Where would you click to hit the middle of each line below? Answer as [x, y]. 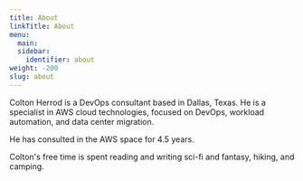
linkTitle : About [42, 26]
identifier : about [60, 60]
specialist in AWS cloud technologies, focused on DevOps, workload [137, 112]
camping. [27, 166]
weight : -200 [34, 69]
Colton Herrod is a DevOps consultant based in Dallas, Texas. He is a [138, 102]
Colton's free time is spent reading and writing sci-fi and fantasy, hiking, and [152, 157]
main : [28, 43]
